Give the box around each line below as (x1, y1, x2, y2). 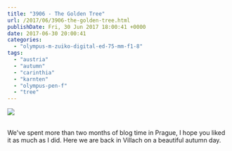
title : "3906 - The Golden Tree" (7, 10, 105, 18)
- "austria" (13, 56, 49, 63)
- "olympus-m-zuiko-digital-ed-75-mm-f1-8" (13, 43, 143, 50)
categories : (7, 37, 42, 44)
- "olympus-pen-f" (13, 82, 68, 89)
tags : (7, 50, 23, 57)
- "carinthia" (13, 69, 55, 76)
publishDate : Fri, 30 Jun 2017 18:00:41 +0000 (7, 23, 146, 30)
